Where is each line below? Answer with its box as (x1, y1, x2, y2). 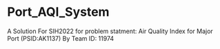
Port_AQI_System (7, 4, 110, 20)
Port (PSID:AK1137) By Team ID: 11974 (7, 34, 114, 42)
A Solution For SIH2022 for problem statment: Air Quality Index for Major (7, 27, 214, 35)
